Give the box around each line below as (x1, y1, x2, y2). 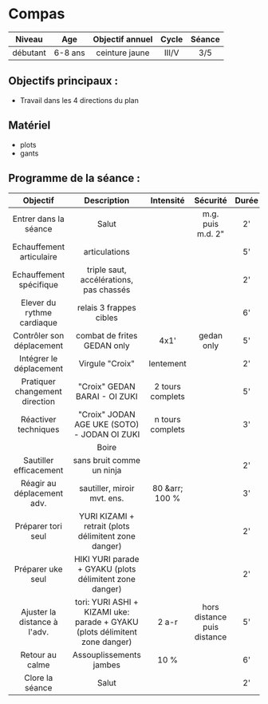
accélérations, (80, 275, 134, 286)
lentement (148, 358, 187, 370)
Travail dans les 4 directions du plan (19, 95, 140, 105)
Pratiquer (21, 376, 56, 387)
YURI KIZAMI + (78, 511, 135, 522)
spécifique (18, 279, 58, 291)
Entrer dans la (12, 213, 65, 224)
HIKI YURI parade (74, 554, 140, 565)
